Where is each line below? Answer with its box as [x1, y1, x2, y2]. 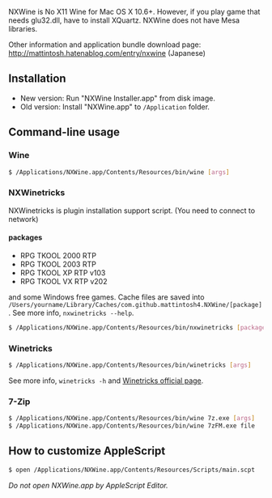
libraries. [8, 24, 38, 33]
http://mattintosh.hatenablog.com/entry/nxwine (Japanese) [8, 49, 206, 57]
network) [8, 214, 39, 223]
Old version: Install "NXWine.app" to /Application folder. [19, 101, 210, 112]
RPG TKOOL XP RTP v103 [19, 267, 106, 278]
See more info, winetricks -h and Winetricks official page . [8, 376, 204, 385]
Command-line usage [8, 126, 120, 139]
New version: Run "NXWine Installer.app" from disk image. [19, 93, 216, 103]
